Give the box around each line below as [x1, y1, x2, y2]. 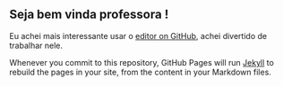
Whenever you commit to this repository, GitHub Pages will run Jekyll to [9, 57, 275, 67]
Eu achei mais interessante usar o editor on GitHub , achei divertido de [9, 30, 267, 41]
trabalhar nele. [9, 40, 64, 51]
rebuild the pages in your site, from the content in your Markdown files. [9, 66, 271, 77]
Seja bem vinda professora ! [9, 7, 169, 22]
